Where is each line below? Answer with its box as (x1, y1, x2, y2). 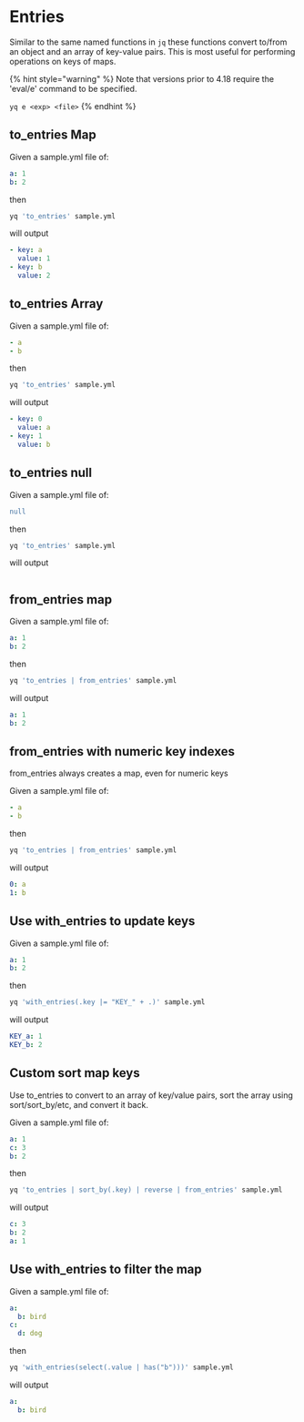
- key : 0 (9, 414, 43, 424)
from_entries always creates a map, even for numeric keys (9, 767, 229, 779)
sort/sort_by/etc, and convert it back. (9, 1099, 148, 1110)
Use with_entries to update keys (9, 913, 196, 929)
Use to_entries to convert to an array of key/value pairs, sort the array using (9, 1090, 294, 1101)
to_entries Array (9, 296, 104, 311)
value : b (17, 440, 51, 449)
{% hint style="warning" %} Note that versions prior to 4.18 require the (9, 73, 275, 84)
